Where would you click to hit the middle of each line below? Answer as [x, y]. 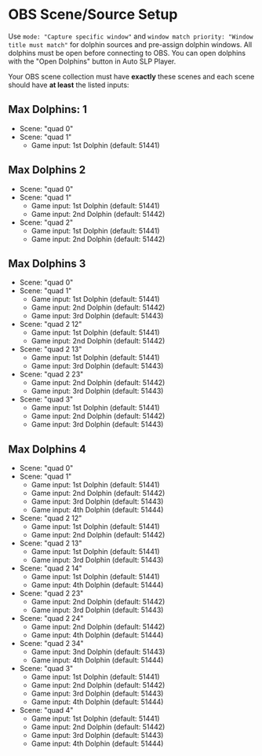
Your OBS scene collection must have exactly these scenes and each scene [131, 76]
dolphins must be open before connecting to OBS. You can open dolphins [127, 53]
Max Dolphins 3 [47, 264]
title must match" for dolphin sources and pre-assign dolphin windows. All [130, 44]
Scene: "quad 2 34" [51, 644]
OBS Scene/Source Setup [93, 15]
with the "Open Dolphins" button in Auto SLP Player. [92, 61]
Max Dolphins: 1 [48, 110]
